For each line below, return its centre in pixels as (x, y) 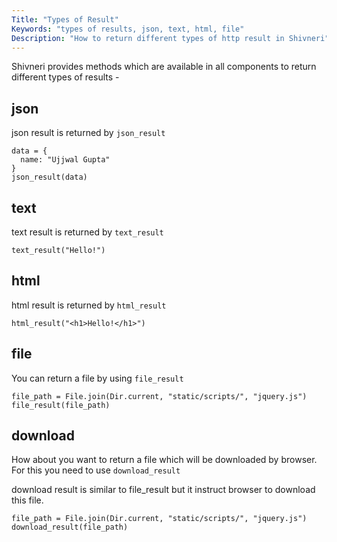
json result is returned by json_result (88, 133)
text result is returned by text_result (87, 232)
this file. (27, 500)
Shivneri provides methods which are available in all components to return (164, 67)
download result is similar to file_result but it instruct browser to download (163, 490)
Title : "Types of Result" (65, 19)
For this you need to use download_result (96, 470)
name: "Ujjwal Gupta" (65, 160)
